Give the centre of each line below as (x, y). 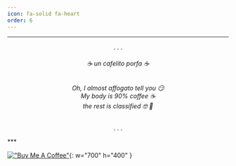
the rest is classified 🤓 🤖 (118, 106)
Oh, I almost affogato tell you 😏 (118, 88)
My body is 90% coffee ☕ (118, 96)
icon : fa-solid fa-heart (44, 14)
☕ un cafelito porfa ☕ (118, 63)
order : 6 (20, 20)
